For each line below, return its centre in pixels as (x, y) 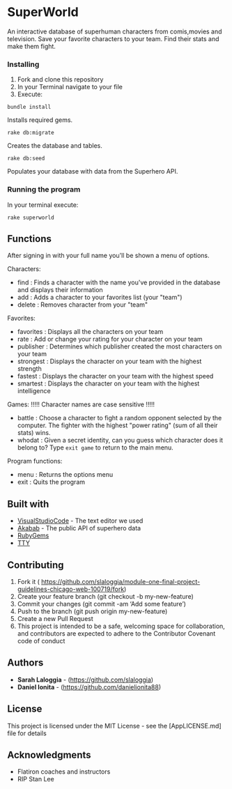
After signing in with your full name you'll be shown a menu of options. (108, 256)
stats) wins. (34, 433)
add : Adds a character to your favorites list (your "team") (100, 298)
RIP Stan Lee (36, 779)
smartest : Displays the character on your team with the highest (108, 383)
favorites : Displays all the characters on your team (90, 332)
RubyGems (33, 536)
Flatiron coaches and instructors (64, 772)
